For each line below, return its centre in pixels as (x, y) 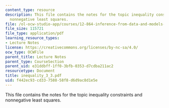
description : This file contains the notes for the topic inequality (80, 15)
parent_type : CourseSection (35, 62)
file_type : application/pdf (35, 33)
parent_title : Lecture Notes (36, 57)
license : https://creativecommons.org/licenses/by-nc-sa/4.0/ (72, 47)
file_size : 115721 (24, 29)
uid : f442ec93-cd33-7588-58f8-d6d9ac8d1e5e (52, 80)
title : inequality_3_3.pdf (33, 76)
